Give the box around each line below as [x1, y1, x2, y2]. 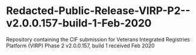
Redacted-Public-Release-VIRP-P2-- [6, 4, 190, 18]
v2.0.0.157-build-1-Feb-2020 [6, 16, 152, 30]
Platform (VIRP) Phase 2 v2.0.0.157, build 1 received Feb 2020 [6, 42, 155, 49]
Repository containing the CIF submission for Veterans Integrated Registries [6, 36, 190, 43]
